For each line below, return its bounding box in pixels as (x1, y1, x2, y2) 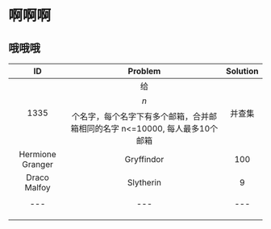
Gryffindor (124, 154, 165, 164)
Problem (127, 65, 161, 77)
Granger (21, 159, 54, 169)
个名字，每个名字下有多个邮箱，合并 (71, 111, 210, 122)
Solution (225, 65, 259, 77)
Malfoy (24, 182, 51, 193)
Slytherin (127, 177, 161, 188)
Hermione (19, 149, 56, 160)
